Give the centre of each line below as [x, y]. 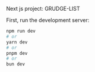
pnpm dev [17, 53]
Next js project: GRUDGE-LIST [43, 9]
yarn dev [17, 42]
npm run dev [21, 31]
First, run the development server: [48, 20]
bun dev [16, 64]
